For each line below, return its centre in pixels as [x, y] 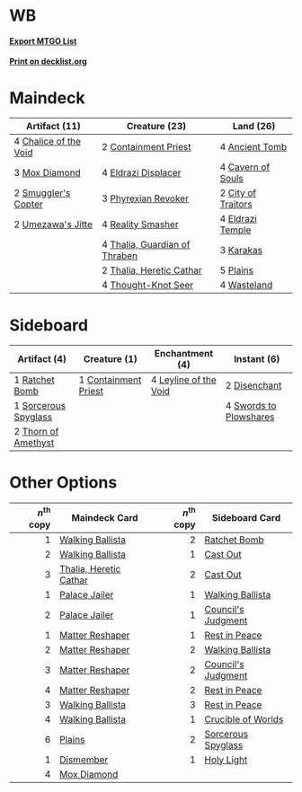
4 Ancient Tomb [253, 147]
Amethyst [34, 443]
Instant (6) [257, 359]
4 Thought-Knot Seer [148, 286]
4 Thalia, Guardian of [146, 245]
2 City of [238, 193]
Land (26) [254, 127]
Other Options [63, 483]
